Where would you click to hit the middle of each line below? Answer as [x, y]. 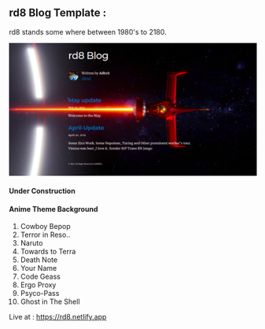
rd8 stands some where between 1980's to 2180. [88, 31]
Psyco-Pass [40, 294]
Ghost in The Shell [50, 301]
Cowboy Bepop [45, 227]
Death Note [39, 260]
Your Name [39, 268]
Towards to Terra [48, 252]
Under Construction [42, 191]
